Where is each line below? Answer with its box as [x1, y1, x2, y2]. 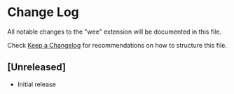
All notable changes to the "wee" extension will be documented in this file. [7, 27, 222, 36]
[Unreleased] [7, 61, 67, 74]
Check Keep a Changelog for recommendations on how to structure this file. [7, 41, 228, 49]
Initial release [17, 80, 56, 88]
